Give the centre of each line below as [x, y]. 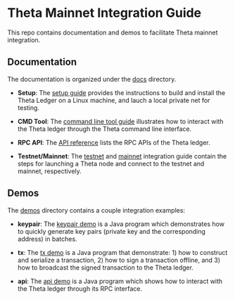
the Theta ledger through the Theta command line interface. [104, 129]
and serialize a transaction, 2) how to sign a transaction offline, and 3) [119, 260]
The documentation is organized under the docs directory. [92, 79]
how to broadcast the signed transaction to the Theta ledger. [105, 267]
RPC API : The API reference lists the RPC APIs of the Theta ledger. [114, 142]
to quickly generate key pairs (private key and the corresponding [112, 231]
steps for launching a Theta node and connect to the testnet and [111, 163]
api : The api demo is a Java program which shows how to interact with [120, 281]
